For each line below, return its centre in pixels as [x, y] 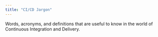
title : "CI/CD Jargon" [29, 10]
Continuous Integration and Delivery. [43, 29]
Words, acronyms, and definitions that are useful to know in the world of [79, 24]
